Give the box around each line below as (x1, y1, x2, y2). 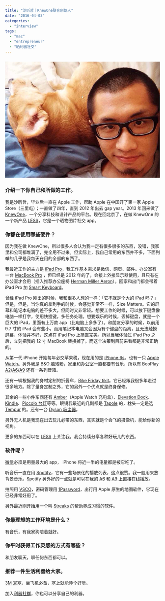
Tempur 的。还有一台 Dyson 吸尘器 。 (5, 406, 81, 412)
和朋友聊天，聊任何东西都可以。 (5, 554, 70, 560)
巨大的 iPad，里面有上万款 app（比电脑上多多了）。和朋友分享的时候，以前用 (5, 319, 160, 325)
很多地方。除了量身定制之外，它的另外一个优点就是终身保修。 (5, 384, 130, 389)
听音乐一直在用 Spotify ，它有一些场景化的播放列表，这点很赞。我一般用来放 (5, 470, 159, 476)
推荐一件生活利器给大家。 (5, 567, 66, 574)
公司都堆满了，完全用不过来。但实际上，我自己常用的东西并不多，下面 (13, 249, 156, 255)
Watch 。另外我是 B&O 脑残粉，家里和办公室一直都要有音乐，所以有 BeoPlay (5, 360, 159, 367)
